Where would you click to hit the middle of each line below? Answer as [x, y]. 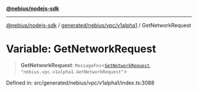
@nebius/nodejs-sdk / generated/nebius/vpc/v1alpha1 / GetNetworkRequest [99, 25]
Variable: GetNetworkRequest [81, 49]
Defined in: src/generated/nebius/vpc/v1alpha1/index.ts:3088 [80, 83]
